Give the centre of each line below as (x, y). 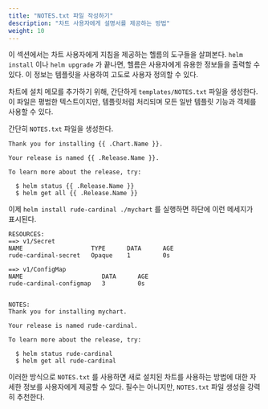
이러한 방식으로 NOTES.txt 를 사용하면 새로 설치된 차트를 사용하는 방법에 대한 (128, 377)
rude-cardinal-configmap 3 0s (77, 284)
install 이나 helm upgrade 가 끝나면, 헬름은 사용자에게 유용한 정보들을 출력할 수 (134, 64)
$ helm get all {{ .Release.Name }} (77, 194)
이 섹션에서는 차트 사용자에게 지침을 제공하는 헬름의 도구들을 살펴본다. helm (126, 55)
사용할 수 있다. (31, 112)
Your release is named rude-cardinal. (73, 326)
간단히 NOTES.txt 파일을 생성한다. (61, 129)
